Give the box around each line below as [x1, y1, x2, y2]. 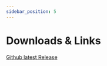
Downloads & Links [6, 34, 101, 47]
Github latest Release [6, 54, 58, 61]
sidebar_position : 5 [6, 8, 57, 15]
